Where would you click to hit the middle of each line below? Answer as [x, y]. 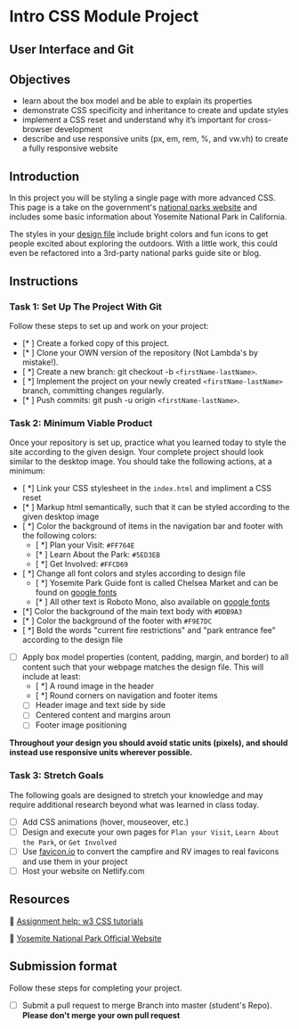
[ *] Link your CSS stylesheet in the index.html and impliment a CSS [146, 489]
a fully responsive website [70, 148]
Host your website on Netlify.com [83, 870]
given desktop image [61, 517]
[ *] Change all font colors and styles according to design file [134, 573]
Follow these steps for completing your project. [96, 988]
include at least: [51, 677]
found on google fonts [76, 593]
